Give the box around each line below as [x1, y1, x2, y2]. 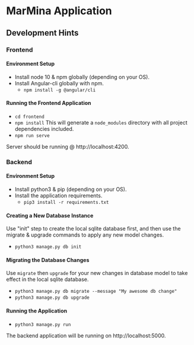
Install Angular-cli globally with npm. [14, 79, 104, 87]
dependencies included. [14, 125, 74, 132]
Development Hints [6, 28, 79, 38]
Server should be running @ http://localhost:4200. [6, 143, 129, 150]
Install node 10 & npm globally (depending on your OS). [14, 73, 150, 81]
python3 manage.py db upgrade [14, 295, 90, 301]
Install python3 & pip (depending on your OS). [14, 186, 127, 193]
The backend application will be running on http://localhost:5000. [6, 332, 166, 339]
